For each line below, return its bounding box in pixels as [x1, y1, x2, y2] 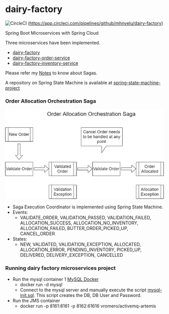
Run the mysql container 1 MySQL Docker [12, 276, 99, 282]
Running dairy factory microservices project [5, 265, 116, 272]
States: [12, 236, 28, 242]
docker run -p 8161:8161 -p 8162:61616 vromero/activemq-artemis [20, 303, 156, 309]
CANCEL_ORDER [20, 230, 55, 237]
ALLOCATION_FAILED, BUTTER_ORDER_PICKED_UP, [20, 225, 128, 231]
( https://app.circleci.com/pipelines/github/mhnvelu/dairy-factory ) [28, 20, 163, 26]
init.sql [20, 292, 34, 298]
